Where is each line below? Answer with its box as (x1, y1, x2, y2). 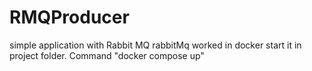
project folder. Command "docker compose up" (9, 49, 205, 61)
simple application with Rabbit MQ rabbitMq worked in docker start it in (9, 39, 302, 51)
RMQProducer (9, 6, 130, 29)
